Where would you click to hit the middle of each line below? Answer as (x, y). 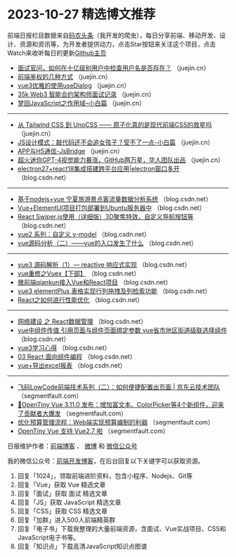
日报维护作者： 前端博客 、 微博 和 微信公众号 (72, 446)
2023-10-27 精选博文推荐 (81, 14)
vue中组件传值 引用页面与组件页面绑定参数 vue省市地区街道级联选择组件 (122, 330)
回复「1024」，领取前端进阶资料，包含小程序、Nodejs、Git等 (105, 475)
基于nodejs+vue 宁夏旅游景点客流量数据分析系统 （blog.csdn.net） (114, 199)
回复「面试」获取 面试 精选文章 (62, 493)
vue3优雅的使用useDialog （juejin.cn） (74, 85)
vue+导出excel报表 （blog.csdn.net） (72, 365)
